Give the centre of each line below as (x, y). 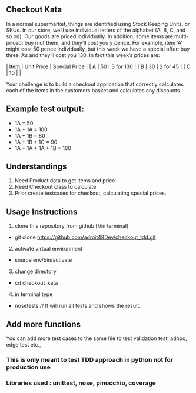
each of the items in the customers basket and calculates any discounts (93, 90)
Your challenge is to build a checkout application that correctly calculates (95, 84)
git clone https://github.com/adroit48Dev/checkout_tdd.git (85, 237)
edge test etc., (24, 345)
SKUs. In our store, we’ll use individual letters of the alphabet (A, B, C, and (96, 30)
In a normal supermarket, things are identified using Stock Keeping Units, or (98, 24)
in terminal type (34, 294)
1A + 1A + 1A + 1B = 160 (43, 148)
